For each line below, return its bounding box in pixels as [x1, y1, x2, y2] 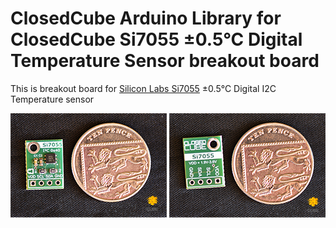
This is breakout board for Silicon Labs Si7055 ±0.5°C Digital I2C [10, 82, 277, 94]
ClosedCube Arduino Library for [10, 7, 282, 30]
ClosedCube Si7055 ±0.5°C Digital [10, 28, 303, 51]
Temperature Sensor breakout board [10, 50, 320, 72]
